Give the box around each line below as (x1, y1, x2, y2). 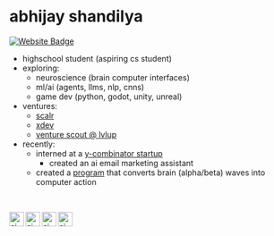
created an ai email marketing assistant (48, 157, 194, 168)
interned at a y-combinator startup (35, 147, 163, 158)
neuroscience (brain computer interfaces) (35, 72, 191, 82)
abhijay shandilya (9, 6, 143, 27)
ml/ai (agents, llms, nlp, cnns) (35, 81, 145, 92)
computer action (35, 176, 97, 187)
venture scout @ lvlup (35, 129, 117, 139)
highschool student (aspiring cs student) (21, 53, 173, 63)
